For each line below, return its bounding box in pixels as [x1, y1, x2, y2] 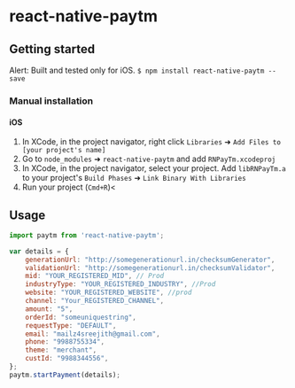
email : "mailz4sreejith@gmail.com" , [25, 330, 161, 338]
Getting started [9, 42, 96, 57]
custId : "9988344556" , [25, 354, 109, 363]
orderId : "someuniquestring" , [25, 313, 137, 322]
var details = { [9, 246, 69, 256]
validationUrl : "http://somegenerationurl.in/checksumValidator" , [25, 263, 276, 272]
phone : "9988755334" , [25, 338, 105, 346]
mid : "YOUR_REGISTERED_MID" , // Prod [25, 272, 165, 281]
